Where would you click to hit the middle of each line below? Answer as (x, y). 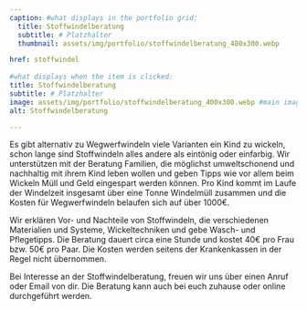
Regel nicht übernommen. (58, 259)
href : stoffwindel (44, 60)
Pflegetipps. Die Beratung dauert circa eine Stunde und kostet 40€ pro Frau (152, 240)
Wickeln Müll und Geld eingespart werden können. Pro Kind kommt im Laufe (153, 183)
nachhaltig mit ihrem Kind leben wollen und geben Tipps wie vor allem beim (152, 173)
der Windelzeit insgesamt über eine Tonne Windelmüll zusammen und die (148, 193)
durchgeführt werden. (51, 296)
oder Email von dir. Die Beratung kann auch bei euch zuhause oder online (148, 286)
